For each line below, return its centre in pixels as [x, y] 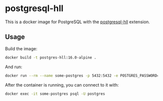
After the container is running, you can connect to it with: [62, 85]
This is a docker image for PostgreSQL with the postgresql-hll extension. [78, 22]
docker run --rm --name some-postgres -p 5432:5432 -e [62, 75]
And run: [14, 67]
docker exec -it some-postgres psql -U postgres [55, 94]
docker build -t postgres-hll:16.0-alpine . [51, 58]
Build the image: [21, 48]
